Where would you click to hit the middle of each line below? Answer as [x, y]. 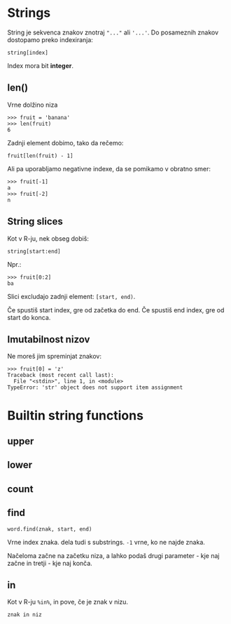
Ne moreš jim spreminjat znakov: [54, 357]
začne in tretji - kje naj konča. [50, 563]
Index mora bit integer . [41, 65]
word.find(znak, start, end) [50, 529]
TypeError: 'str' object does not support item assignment [95, 387]
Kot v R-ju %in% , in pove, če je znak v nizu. [68, 602]
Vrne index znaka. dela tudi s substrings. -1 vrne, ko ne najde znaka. [106, 542]
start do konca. [29, 317]
